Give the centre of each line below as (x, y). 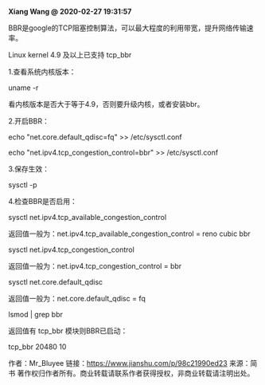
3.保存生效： (29, 169)
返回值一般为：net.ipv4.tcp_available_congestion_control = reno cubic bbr (129, 234)
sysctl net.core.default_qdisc (56, 282)
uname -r (23, 88)
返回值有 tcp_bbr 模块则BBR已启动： (68, 331)
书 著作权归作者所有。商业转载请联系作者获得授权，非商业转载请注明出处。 (131, 373)
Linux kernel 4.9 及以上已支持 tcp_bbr (70, 55)
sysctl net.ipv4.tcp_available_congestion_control (88, 217)
